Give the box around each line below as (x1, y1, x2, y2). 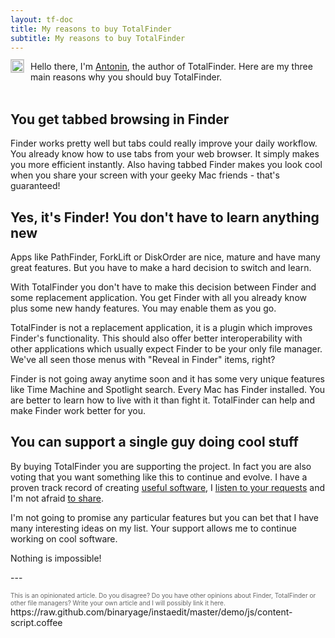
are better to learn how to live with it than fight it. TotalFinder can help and (10, 394, 315, 406)
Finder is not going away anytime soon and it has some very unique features (10, 373, 325, 385)
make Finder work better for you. (10, 405, 146, 416)
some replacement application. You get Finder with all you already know (10, 292, 307, 303)
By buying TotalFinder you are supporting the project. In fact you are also (10, 460, 312, 472)
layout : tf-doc (10, 14, 74, 25)
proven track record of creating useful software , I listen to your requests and (10, 481, 326, 493)
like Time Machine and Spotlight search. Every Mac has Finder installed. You (10, 384, 326, 395)
